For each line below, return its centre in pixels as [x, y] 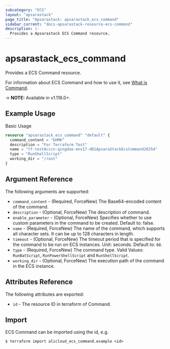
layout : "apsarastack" [29, 15]
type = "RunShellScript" [36, 154]
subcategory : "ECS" [26, 10]
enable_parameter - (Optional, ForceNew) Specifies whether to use [82, 217]
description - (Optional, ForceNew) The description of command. [81, 212]
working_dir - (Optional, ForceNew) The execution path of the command [88, 260]
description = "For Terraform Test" [48, 145]
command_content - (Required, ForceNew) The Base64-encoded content [87, 201]
